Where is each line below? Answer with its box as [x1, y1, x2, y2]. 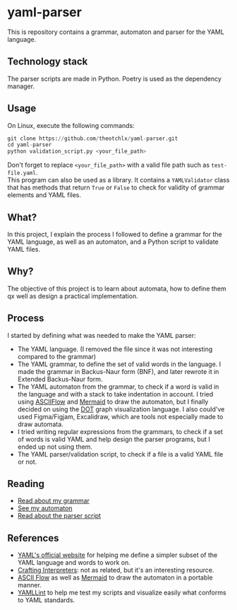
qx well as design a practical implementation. [7, 291, 139, 300]
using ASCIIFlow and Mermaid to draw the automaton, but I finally [17, 397, 209, 406]
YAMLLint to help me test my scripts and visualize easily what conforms [17, 588, 227, 597]
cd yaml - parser [7, 141, 52, 148]
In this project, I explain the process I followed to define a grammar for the [7, 230, 222, 238]
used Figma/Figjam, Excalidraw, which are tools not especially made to [17, 412, 224, 421]
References [7, 532, 59, 544]
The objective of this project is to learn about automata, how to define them [7, 284, 227, 293]
